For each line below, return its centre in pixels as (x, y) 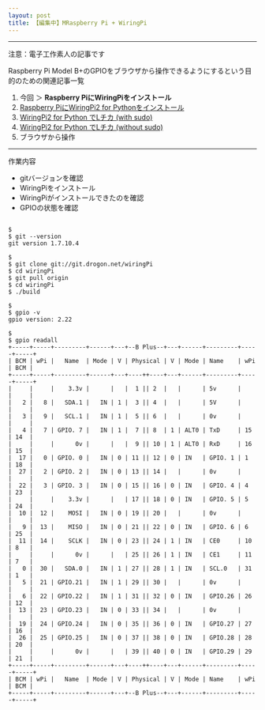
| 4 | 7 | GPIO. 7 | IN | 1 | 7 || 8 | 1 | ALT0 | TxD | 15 (130, 430)
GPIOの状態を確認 (49, 207)
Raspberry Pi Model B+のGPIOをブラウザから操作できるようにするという (127, 70)
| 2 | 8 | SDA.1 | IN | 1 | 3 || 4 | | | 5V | (125, 402)
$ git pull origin (38, 278)
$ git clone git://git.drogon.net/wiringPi (81, 264)
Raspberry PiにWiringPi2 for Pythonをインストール (102, 107)
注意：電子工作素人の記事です (56, 54)
